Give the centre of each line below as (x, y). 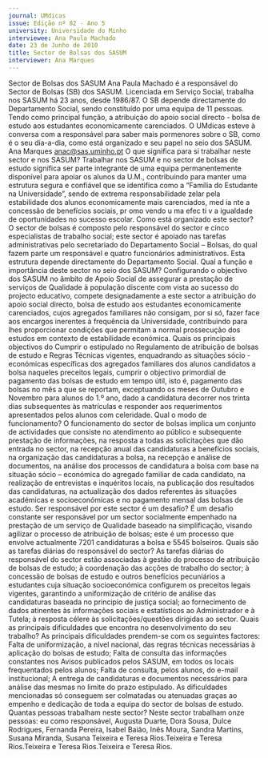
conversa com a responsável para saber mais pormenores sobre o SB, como (134, 134)
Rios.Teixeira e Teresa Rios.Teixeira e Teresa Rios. (90, 746)
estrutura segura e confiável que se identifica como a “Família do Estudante (133, 185)
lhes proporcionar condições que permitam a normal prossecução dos (124, 330)
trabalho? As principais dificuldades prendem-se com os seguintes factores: (134, 636)
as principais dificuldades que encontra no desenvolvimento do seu (120, 627)
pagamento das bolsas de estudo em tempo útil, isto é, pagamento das (125, 380)
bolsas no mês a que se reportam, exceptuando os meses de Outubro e (126, 389)
